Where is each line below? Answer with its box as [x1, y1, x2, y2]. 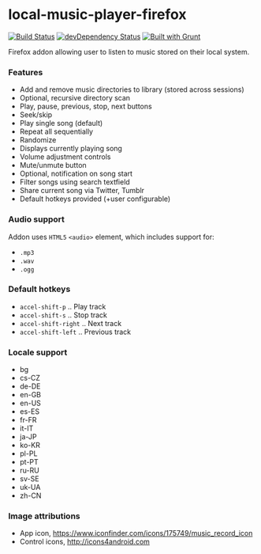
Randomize [19, 135, 57, 145]
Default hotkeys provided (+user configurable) [19, 194, 171, 203]
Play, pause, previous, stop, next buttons [19, 101, 152, 112]
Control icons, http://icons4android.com [19, 537, 150, 547]
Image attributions [8, 510, 80, 522]
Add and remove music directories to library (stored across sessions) [19, 85, 244, 94]
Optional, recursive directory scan [19, 93, 131, 103]
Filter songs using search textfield [19, 177, 130, 187]
